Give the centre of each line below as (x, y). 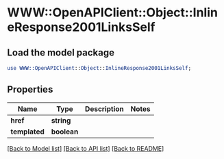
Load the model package (61, 52)
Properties (30, 89)
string (61, 120)
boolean (65, 132)
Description (104, 109)
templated (27, 132)
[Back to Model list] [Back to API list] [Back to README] (86, 148)
